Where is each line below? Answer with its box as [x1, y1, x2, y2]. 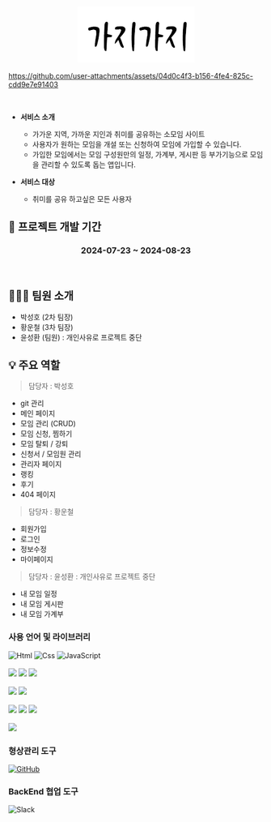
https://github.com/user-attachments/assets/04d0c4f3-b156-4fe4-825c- [8, 71, 253, 80]
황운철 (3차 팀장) [19, 322, 74, 332]
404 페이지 [19, 490, 57, 499]
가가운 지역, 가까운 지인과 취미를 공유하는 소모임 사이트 [32, 130, 205, 139]
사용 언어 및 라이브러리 [8, 631, 91, 643]
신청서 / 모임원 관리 [19, 449, 82, 459]
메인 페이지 [19, 409, 56, 418]
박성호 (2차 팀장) [19, 312, 74, 322]
